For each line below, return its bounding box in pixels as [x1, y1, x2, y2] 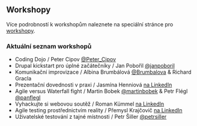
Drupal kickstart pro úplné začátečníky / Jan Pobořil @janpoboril [14, 62, 175, 70]
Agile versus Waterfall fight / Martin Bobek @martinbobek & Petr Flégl [14, 88, 188, 95]
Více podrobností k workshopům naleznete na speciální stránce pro [6, 20, 174, 28]
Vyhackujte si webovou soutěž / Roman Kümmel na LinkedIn [14, 100, 165, 107]
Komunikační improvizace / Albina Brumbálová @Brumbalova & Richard [14, 68, 192, 76]
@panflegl [14, 94, 41, 101]
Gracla [14, 75, 32, 82]
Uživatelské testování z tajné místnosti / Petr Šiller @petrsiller [14, 113, 167, 121]
